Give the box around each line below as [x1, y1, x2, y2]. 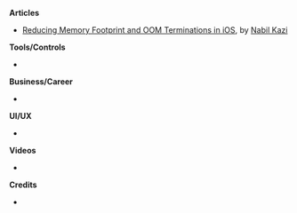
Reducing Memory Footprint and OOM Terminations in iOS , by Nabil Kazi [21, 25, 288, 35]
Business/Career [9, 76, 74, 87]
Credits [9, 179, 37, 190]
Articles [9, 8, 40, 18]
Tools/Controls [9, 42, 66, 52]
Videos [9, 146, 36, 155]
